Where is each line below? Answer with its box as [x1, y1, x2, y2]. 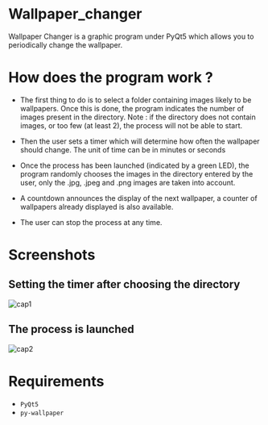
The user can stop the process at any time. [19, 217, 163, 227]
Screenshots [8, 246, 96, 265]
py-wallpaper [19, 409, 64, 417]
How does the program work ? [8, 69, 213, 87]
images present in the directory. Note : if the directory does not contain [19, 112, 256, 122]
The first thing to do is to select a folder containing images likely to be [19, 94, 252, 105]
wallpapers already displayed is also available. [19, 202, 174, 211]
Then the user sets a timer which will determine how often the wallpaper [19, 136, 260, 146]
